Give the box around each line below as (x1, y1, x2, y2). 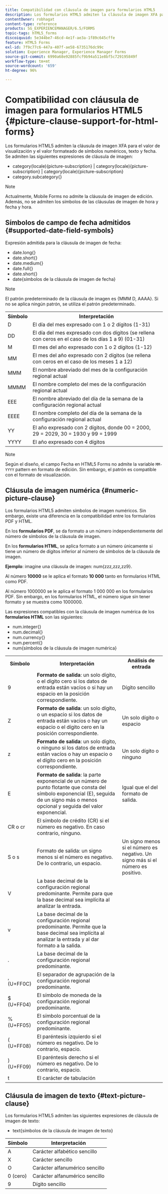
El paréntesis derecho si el (36, 1053, 99, 1060)
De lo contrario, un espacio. (36, 859, 102, 866)
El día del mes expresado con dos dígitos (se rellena (32, 329, 155, 336)
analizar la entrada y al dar (36, 935, 99, 942)
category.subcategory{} (12, 174, 62, 180)
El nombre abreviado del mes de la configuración (32, 366, 147, 373)
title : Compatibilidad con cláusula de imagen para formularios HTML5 (5, 7, 155, 13)
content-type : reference (5, 21, 57, 27)
